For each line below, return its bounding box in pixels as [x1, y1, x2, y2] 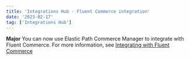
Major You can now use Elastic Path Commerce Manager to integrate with [6, 36, 184, 43]
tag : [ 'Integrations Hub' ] [6, 19, 72, 25]
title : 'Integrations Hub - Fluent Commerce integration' [6, 8, 150, 15]
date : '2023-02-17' [6, 14, 54, 20]
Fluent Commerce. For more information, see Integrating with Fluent [6, 41, 170, 48]
